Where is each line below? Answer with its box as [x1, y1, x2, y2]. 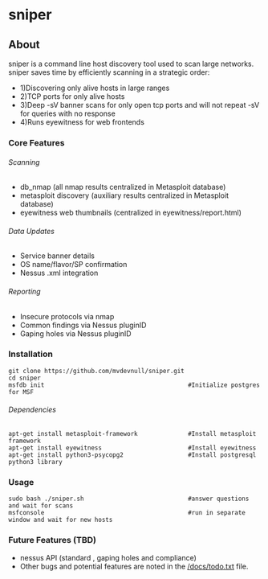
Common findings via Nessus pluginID [19, 320, 147, 330]
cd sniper [8, 374, 42, 382]
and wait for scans [8, 502, 74, 510]
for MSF [8, 388, 35, 396]
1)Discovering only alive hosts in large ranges [19, 83, 170, 92]
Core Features [8, 137, 65, 148]
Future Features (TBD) [8, 535, 96, 546]
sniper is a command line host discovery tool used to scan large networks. [8, 59, 254, 68]
